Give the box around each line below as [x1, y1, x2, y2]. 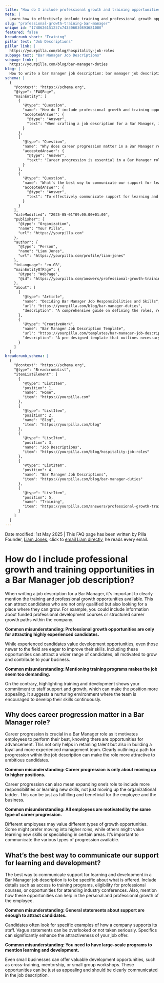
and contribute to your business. [5, 656, 71, 662]
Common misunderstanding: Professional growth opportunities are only [5, 626, 155, 632]
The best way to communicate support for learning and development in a [5, 872, 152, 878]
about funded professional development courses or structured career [5, 611, 145, 617]
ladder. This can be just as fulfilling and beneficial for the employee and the [5, 792, 157, 798]
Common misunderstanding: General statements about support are [5, 907, 145, 913]
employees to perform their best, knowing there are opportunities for [5, 736, 143, 742]
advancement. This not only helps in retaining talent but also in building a [5, 741, 152, 748]
